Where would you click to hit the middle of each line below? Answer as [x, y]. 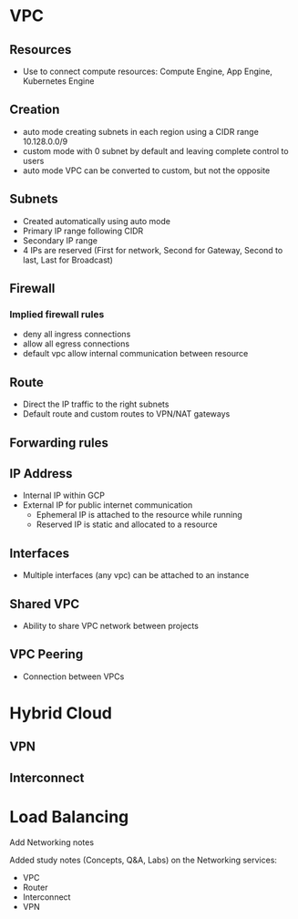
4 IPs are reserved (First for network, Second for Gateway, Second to [153, 250]
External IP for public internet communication [108, 505]
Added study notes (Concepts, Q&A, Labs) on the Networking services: [144, 860]
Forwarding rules [59, 443]
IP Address [41, 474]
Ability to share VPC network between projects [110, 625]
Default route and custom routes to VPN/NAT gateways [126, 414]
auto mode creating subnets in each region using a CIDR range [141, 131]
